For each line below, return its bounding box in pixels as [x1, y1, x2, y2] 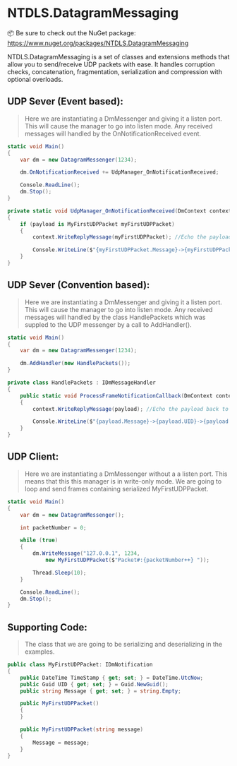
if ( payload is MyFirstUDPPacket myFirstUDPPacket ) [20, 220, 175, 227]
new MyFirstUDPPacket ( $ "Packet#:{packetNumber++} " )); [44, 556, 210, 563]
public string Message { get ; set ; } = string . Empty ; [20, 687, 181, 695]
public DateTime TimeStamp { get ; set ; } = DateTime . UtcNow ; [20, 674, 204, 681]
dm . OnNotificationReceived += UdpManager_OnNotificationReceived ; [20, 169, 219, 176]
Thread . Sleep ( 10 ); [32, 569, 87, 576]
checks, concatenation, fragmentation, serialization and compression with [7, 67, 222, 76]
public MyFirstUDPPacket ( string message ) [20, 726, 143, 734]
